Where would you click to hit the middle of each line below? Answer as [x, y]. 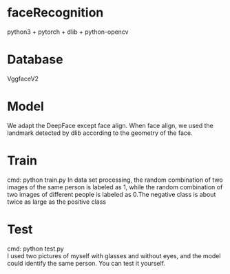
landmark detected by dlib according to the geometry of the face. [100, 133]
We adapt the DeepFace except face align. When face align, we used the [110, 125]
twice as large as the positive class [57, 202]
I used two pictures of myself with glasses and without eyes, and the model [114, 255]
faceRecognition [55, 13]
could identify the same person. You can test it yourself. [86, 263]
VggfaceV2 [23, 78]
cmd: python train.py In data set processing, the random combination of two [115, 180]
